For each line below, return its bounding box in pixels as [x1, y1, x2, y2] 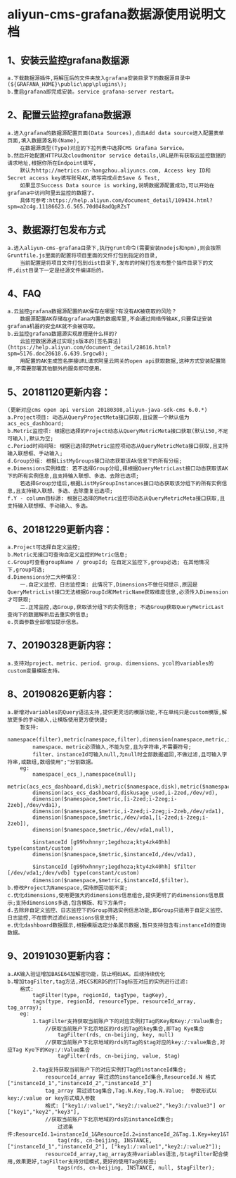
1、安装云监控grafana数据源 [7, 54, 130, 66]
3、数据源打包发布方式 [7, 224, 106, 236]
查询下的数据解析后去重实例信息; [7, 611, 89, 618]
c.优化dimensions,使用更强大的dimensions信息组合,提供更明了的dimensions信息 [7, 891, 219, 898]
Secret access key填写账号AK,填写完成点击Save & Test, [7, 174, 160, 182]
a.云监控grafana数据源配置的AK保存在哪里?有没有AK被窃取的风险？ [7, 308, 177, 315]
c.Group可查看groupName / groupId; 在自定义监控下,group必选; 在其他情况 [7, 559, 209, 566]
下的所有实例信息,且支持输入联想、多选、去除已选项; [7, 472, 139, 480]
